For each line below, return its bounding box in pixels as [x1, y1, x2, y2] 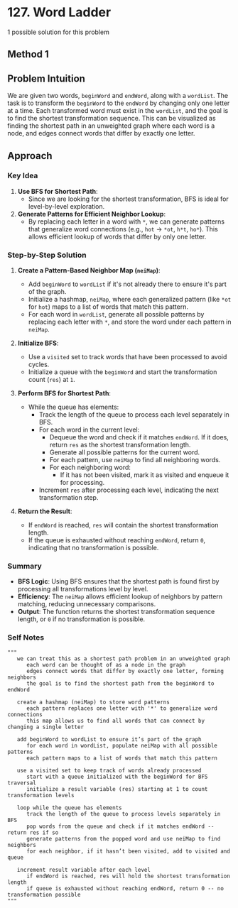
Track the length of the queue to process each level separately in [38, 410, 229, 419]
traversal [7, 779, 37, 787]
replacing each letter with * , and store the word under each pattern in [28, 317, 232, 327]
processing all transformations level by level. [17, 585, 148, 594]
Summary [7, 562, 43, 571]
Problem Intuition [7, 72, 85, 84]
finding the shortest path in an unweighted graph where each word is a [7, 121, 215, 130]
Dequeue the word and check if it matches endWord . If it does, [49, 433, 229, 442]
